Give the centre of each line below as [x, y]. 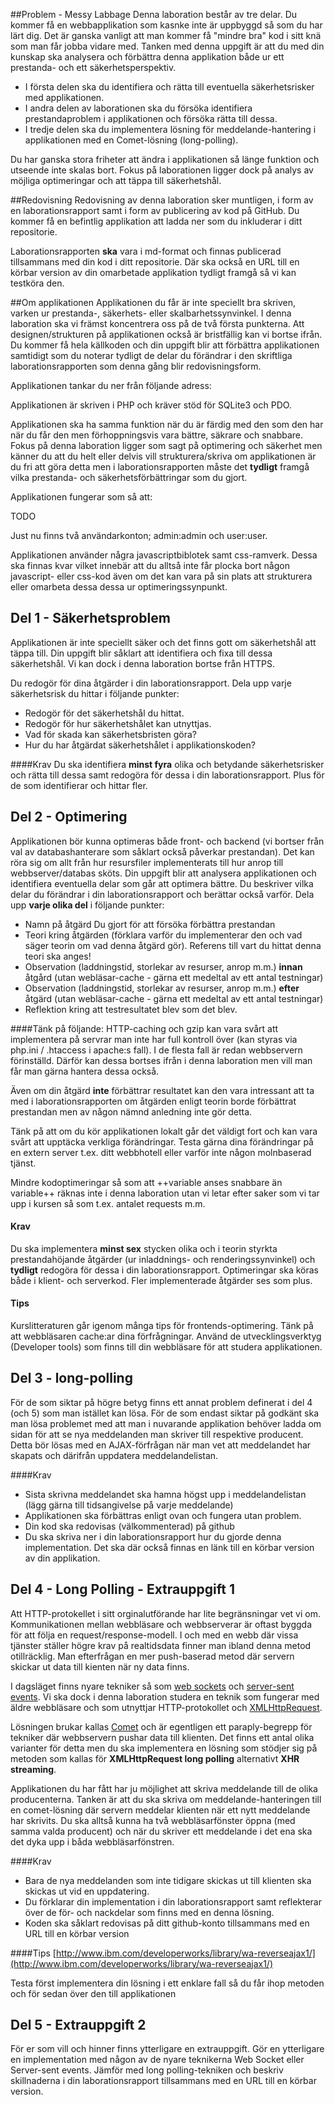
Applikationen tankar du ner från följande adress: [111, 385]
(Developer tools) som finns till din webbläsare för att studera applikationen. [166, 1347]
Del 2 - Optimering [69, 817]
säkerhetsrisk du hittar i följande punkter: [95, 693]
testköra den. [37, 283]
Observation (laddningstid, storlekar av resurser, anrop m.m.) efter [162, 988]
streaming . [33, 1769]
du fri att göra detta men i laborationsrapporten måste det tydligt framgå [160, 467]
